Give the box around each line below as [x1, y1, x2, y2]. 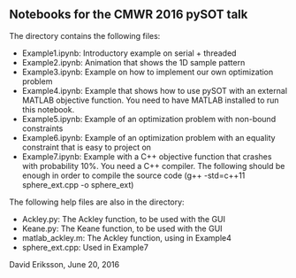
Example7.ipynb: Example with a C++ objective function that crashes [21, 151, 272, 162]
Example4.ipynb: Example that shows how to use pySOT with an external [21, 85, 288, 96]
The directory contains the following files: [9, 30, 161, 41]
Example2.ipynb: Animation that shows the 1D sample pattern [21, 57, 246, 67]
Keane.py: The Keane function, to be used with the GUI [21, 223, 223, 234]
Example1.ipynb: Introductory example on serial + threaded [21, 48, 237, 58]
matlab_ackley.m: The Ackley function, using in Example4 [21, 232, 232, 243]
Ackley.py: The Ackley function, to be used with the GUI [21, 213, 226, 224]
